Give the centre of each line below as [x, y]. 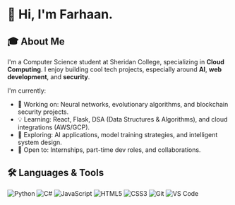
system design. [40, 142]
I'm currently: [27, 90]
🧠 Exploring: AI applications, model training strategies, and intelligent [117, 135]
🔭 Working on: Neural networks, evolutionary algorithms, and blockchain [123, 104]
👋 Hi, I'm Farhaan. [60, 14]
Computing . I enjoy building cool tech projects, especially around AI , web [115, 69]
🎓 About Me [36, 41]
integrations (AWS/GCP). [54, 127]
